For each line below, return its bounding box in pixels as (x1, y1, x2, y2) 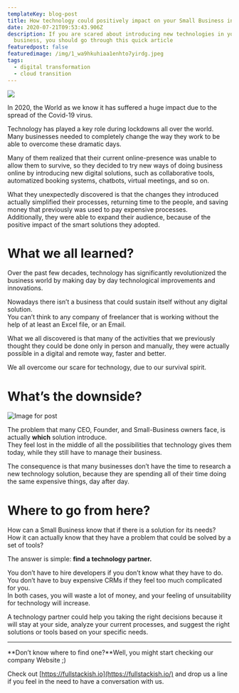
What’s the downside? (7, 388, 142, 404)
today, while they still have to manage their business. (7, 448, 162, 457)
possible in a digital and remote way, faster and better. (7, 349, 166, 358)
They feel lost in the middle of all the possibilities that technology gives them (7, 441, 232, 449)
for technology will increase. (7, 599, 91, 607)
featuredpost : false (7, 43, 69, 51)
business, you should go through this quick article (14, 37, 174, 44)
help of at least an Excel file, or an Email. (7, 320, 127, 329)
